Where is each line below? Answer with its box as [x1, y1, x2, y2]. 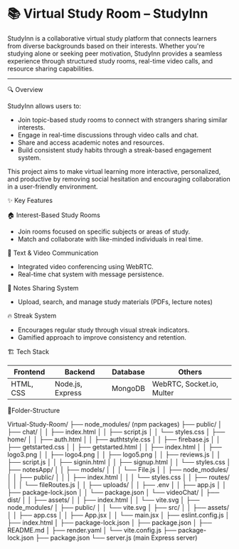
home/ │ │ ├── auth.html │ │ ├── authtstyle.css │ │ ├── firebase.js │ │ [7, 435, 221, 444]
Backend [64, 367, 95, 377]
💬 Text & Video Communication [7, 249, 99, 257]
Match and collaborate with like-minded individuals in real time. [17, 234, 203, 243]
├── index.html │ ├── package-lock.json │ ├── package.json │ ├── [7, 518, 212, 527]
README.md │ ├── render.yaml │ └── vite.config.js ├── [7, 526, 176, 534]
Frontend [14, 367, 46, 377]
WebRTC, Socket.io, [152, 379, 219, 389]
